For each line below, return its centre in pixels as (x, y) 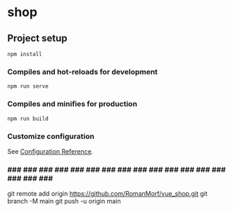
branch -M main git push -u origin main (64, 201)
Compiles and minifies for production (72, 104)
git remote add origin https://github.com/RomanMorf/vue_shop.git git (107, 194)
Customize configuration (51, 136)
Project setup (38, 38)
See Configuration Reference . (50, 151)
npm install (25, 54)
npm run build (28, 119)
